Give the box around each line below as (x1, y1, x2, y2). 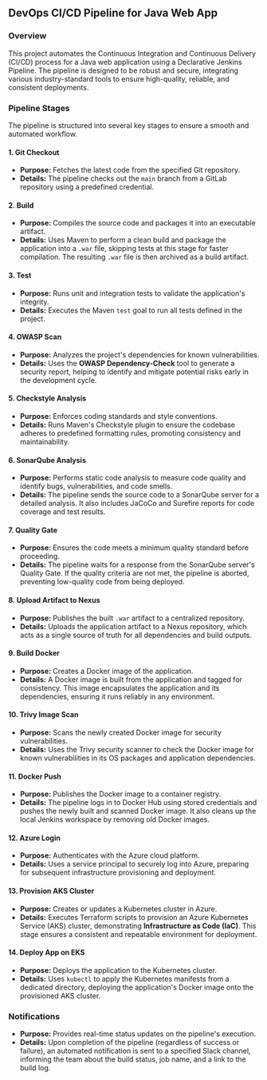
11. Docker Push (8, 771, 62, 781)
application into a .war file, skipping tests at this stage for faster (19, 244, 229, 253)
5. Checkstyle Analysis (8, 393, 87, 403)
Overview (8, 30, 47, 42)
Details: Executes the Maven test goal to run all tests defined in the (19, 305, 243, 315)
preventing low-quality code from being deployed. (19, 577, 185, 587)
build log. (19, 1063, 51, 1073)
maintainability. (19, 437, 70, 446)
